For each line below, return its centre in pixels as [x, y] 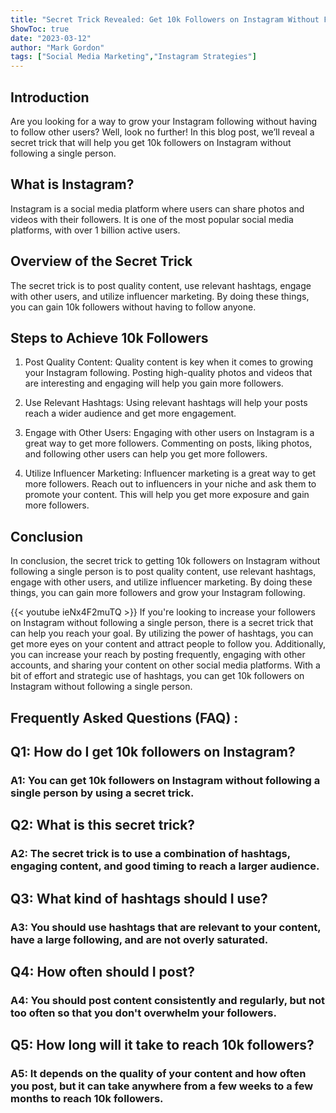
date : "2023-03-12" [51, 38]
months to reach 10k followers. [87, 1099]
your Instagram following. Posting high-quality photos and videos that [168, 373]
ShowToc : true [40, 29]
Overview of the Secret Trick [101, 261]
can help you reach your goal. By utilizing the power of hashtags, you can [162, 633]
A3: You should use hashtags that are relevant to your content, [166, 927]
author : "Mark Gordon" [57, 47]
